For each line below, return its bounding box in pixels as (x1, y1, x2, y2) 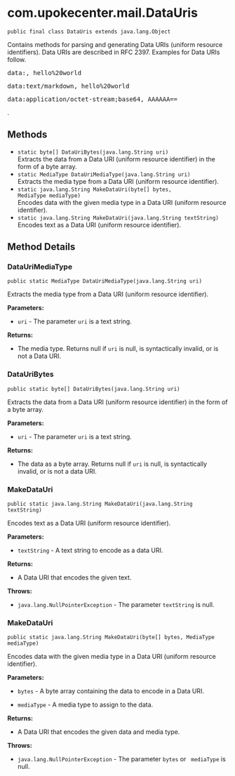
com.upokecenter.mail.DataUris (7, 5, 199, 21)
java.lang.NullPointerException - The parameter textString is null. (17, 601, 215, 609)
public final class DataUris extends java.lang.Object (7, 28, 171, 35)
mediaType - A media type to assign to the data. (17, 700, 154, 709)
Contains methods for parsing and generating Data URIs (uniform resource (7, 40, 223, 48)
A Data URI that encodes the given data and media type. (17, 728, 180, 736)
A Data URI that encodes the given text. (17, 573, 132, 582)
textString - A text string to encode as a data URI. (17, 546, 163, 555)
